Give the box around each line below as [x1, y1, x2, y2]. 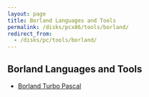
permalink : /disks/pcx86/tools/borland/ [7, 23, 130, 30]
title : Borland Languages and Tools [7, 17, 116, 24]
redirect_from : [7, 30, 53, 38]
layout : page [7, 10, 46, 18]
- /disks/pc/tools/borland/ [14, 37, 98, 44]
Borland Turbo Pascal [17, 81, 82, 90]
